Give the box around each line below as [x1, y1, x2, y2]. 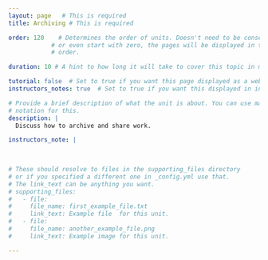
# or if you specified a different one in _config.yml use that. [8, 173, 230, 181]
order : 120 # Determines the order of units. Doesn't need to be [8, 34, 241, 42]
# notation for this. [8, 106, 81, 114]
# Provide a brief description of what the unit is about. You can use [8, 99, 251, 107]
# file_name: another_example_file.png [8, 225, 156, 233]
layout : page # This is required [8, 11, 127, 20]
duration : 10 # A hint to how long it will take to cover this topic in [8, 63, 255, 71]
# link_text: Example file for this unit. [8, 210, 170, 218]
